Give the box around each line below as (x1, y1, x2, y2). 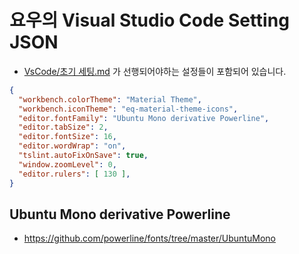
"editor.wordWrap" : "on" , (18, 141, 127, 151)
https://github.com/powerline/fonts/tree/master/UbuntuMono (23, 232, 276, 245)
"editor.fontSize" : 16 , (18, 132, 117, 142)
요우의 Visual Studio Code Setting (9, 9, 290, 32)
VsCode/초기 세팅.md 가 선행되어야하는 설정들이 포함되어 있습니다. (23, 65, 287, 77)
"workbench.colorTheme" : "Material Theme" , (18, 94, 202, 105)
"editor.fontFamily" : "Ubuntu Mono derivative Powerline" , (18, 113, 270, 123)
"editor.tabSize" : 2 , (18, 122, 109, 133)
